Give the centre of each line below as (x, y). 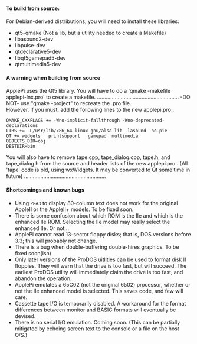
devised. (25, 316)
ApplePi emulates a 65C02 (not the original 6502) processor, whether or (102, 284)
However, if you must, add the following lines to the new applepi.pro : (90, 110)
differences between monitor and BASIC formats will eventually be (95, 310)
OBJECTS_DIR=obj (26, 141)
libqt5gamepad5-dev (40, 58)
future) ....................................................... (56, 176)
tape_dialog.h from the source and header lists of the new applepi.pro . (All (97, 164)
